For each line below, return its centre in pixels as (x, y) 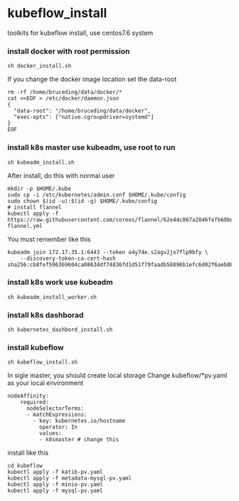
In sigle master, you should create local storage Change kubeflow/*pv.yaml (117, 376)
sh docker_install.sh (39, 66)
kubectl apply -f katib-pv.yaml (55, 472)
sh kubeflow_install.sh (43, 362)
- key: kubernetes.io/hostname (79, 421)
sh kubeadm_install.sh (41, 162)
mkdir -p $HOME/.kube (39, 189)
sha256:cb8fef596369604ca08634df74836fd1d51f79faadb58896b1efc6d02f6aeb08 (121, 265)
